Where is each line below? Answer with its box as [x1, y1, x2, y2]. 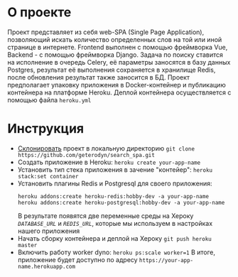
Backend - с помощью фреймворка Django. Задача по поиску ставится [7, 50, 224, 59]
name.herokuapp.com [17, 263, 76, 270]
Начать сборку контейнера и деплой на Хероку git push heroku [17, 234, 212, 242]
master [17, 241, 38, 249]
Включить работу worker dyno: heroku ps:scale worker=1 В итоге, [17, 248, 215, 256]
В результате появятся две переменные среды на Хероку [17, 211, 194, 220]
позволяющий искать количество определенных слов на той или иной [7, 35, 222, 43]
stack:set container [17, 173, 79, 180]
